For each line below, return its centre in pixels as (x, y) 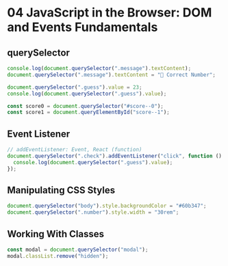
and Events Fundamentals (83, 27)
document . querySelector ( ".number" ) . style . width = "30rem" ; (93, 212)
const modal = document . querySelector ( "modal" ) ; (78, 250)
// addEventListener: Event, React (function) (75, 150)
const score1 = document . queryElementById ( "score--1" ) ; (88, 112)
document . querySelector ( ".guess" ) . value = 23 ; (75, 87)
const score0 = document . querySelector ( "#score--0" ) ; (86, 106)
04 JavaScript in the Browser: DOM (110, 13)
